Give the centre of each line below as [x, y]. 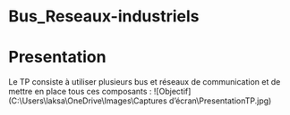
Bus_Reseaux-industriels [104, 16]
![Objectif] [172, 92]
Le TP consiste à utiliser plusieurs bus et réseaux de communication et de [145, 82]
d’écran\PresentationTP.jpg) [220, 101]
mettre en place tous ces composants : [80, 92]
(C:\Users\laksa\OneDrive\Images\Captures [88, 101]
